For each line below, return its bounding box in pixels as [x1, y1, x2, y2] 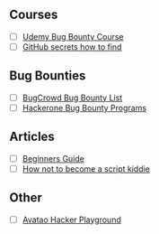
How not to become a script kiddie [22, 163, 151, 174]
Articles [9, 129, 56, 145]
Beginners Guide [22, 153, 85, 164]
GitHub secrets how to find [22, 41, 122, 52]
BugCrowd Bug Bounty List [22, 92, 123, 103]
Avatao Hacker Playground [22, 214, 121, 225]
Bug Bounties [9, 68, 86, 84]
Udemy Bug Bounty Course [22, 31, 124, 42]
